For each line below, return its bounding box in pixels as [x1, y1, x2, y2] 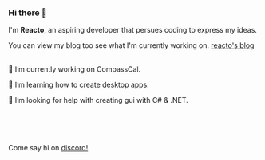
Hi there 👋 [8, 7, 48, 18]
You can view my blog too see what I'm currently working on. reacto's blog [8, 41, 255, 50]
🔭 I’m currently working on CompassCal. [8, 64, 141, 74]
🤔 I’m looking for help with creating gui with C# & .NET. [8, 96, 189, 105]
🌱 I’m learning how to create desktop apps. [8, 80, 149, 90]
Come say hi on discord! [8, 143, 89, 153]
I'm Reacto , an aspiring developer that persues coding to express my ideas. [8, 25, 258, 35]
